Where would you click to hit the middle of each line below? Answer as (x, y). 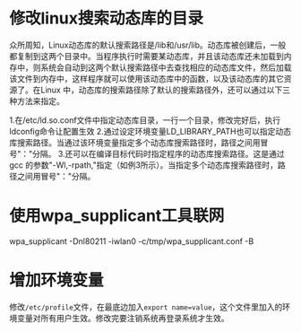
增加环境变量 (57, 280)
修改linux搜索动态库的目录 (107, 18)
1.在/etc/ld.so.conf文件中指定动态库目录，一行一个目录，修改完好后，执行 (145, 120)
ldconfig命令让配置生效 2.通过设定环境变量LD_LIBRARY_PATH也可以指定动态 (150, 131)
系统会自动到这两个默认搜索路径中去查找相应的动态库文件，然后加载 (166, 67)
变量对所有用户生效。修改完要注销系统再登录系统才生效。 (123, 318)
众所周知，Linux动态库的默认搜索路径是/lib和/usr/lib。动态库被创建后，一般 (148, 45)
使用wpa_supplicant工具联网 (117, 216)
